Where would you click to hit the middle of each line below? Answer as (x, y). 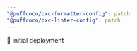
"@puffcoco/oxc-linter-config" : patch (64, 20)
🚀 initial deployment (35, 40)
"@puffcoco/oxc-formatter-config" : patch (68, 14)
